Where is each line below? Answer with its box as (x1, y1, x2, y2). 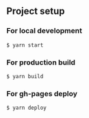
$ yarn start (6, 41, 44, 49)
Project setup (6, 5, 66, 17)
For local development (6, 26, 83, 36)
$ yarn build (6, 73, 44, 80)
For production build (6, 58, 76, 67)
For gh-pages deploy (6, 88, 78, 98)
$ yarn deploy (6, 104, 47, 112)
